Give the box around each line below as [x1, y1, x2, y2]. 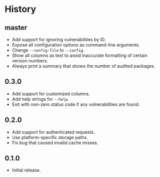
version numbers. [11, 58, 48, 63]
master [4, 23, 27, 32]
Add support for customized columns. [11, 91, 90, 97]
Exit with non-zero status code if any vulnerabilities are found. [11, 101, 140, 107]
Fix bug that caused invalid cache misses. [11, 140, 98, 146]
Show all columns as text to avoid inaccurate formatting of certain [11, 52, 148, 58]
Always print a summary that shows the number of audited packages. [11, 63, 155, 69]
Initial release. [11, 167, 41, 173]
